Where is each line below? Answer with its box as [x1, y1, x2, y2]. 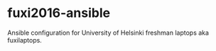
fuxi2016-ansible [7, 5, 111, 21]
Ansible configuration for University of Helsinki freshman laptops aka [7, 28, 210, 37]
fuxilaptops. [7, 35, 43, 44]
